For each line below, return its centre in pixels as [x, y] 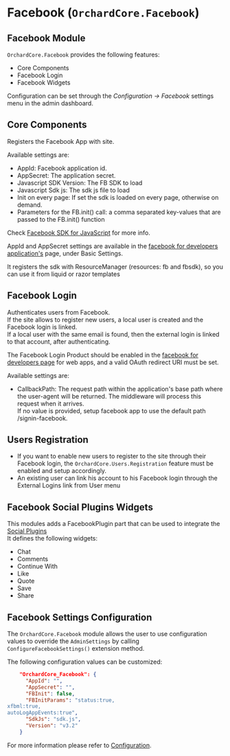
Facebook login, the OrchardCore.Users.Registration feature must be [115, 463]
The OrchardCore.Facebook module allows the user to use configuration [107, 634]
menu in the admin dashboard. [50, 103]
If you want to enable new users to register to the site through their [112, 456]
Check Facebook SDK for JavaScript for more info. [79, 233]
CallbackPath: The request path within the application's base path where [120, 389]
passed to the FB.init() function [61, 219]
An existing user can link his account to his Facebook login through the [117, 478]
